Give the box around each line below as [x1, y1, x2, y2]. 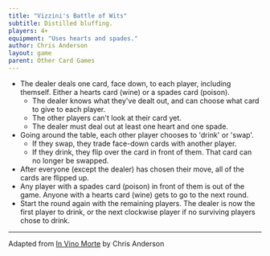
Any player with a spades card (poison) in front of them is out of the [19, 181, 245, 191]
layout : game [8, 49, 52, 57]
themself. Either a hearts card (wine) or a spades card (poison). [19, 87, 231, 97]
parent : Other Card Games [8, 57, 95, 65]
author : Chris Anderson [8, 42, 88, 50]
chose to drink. [19, 215, 71, 225]
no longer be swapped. [31, 155, 109, 165]
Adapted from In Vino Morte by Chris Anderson [8, 238, 165, 248]
